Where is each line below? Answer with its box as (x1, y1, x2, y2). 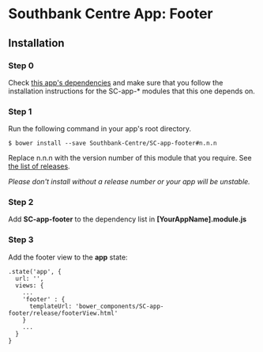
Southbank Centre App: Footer (8, 5, 213, 23)
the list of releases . (8, 161, 70, 171)
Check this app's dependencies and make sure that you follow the (8, 78, 224, 87)
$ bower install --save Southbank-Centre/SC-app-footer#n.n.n (8, 139, 217, 147)
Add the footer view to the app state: (8, 252, 128, 262)
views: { (15, 282, 44, 290)
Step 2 (8, 197, 34, 208)
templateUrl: (28, 302, 73, 310)
